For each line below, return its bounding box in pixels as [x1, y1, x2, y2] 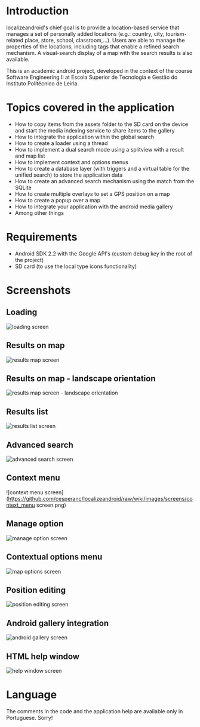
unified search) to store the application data [14, 171, 123, 178]
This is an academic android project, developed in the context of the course [6, 67, 193, 74]
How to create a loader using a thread [14, 139, 109, 147]
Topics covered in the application [6, 101, 175, 115]
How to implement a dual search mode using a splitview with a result [14, 146, 184, 153]
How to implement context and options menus [14, 158, 128, 165]
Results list [6, 406, 48, 417]
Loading [6, 307, 38, 318]
